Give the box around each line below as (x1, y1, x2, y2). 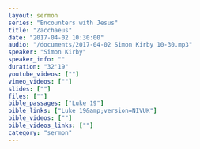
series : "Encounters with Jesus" (8, 19, 119, 27)
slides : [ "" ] (8, 84, 51, 93)
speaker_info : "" (8, 56, 66, 64)
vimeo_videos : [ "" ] (8, 77, 73, 85)
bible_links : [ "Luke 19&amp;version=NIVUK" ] (8, 107, 157, 115)
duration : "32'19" (8, 63, 69, 71)
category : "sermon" (8, 129, 73, 136)
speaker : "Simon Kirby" (8, 48, 87, 56)
